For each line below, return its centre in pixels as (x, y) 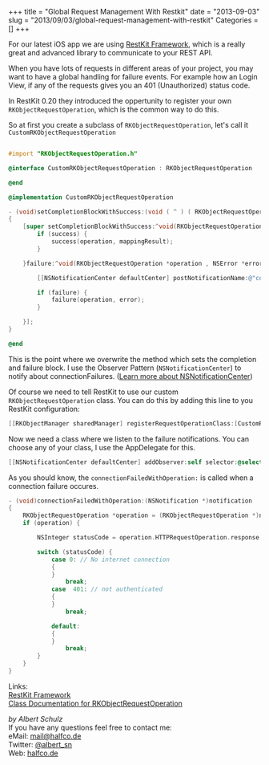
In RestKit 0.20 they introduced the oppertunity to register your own (120, 101)
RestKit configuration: (44, 409)
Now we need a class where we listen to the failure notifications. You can (129, 439)
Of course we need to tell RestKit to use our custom (93, 392)
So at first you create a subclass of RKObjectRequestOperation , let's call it (128, 125)
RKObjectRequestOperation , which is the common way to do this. (114, 109)
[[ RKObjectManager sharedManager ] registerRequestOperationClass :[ (123, 423)
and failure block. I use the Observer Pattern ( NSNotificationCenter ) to (125, 368)
